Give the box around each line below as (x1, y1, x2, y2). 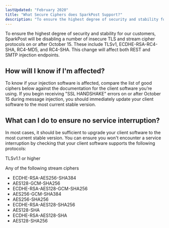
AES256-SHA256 (12, 196, 49, 202)
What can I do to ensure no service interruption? (5, 116, 160, 125)
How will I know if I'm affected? (5, 67, 105, 75)
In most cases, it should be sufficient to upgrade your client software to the (5, 130, 161, 135)
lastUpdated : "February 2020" (5, 7, 69, 13)
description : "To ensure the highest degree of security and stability (5, 17, 158, 22)
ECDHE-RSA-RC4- (119, 41, 158, 47)
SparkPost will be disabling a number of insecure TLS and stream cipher (5, 36, 155, 42)
